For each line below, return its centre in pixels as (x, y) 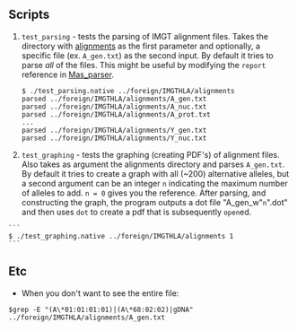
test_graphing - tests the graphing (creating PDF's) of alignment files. (150, 154)
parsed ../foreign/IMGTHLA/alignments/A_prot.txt (116, 114)
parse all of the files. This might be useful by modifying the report (144, 65)
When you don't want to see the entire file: (100, 293)
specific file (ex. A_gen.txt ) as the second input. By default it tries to (148, 55)
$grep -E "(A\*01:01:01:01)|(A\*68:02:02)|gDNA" (101, 309)
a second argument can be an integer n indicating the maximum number (154, 183)
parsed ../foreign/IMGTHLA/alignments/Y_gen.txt (114, 130)
